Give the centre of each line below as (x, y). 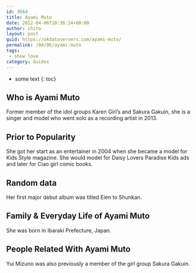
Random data (31, 183)
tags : (13, 51)
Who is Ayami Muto (43, 97)
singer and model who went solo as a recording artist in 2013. (82, 118)
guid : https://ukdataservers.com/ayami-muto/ (64, 39)
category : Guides (28, 62)
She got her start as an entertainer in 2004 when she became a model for (97, 151)
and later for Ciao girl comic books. (50, 164)
